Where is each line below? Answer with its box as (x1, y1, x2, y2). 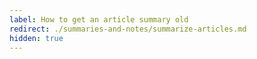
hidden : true (9, 33, 64, 43)
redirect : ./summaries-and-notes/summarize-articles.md (9, 24, 247, 34)
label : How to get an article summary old (9, 14, 189, 25)
